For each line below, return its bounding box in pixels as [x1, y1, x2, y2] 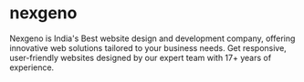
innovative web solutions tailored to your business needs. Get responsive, [9, 42, 288, 53]
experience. [9, 62, 55, 73]
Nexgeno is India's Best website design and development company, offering [9, 33, 296, 44]
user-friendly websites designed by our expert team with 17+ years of [9, 52, 272, 63]
